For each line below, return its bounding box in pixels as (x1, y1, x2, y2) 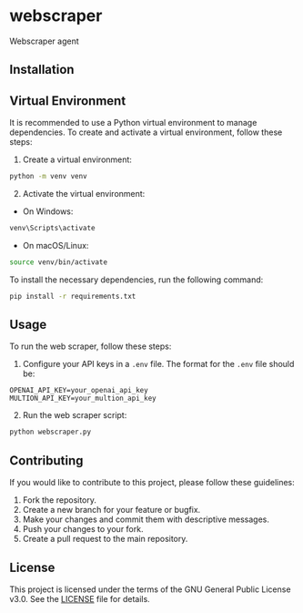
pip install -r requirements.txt (9, 291, 136, 301)
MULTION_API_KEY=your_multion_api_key (9, 393, 157, 404)
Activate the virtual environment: (22, 189, 146, 199)
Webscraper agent (9, 36, 79, 46)
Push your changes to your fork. (22, 524, 144, 535)
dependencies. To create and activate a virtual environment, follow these (9, 127, 283, 138)
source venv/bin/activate (9, 257, 107, 267)
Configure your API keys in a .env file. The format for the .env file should (22, 359, 295, 370)
